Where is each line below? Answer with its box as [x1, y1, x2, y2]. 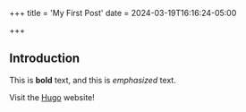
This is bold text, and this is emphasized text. [9, 74, 176, 85]
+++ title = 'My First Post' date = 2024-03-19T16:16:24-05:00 [9, 8, 237, 18]
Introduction [9, 51, 81, 66]
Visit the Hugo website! [9, 91, 96, 102]
